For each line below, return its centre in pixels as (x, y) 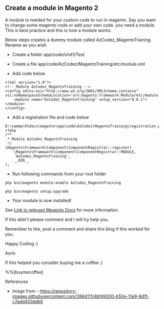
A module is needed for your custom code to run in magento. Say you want (81, 20)
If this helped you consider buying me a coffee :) (54, 262)
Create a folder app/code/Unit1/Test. (49, 54)
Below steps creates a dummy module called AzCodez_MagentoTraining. (79, 40)
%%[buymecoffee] (24, 272)
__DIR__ (21, 160)
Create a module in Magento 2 (52, 8)
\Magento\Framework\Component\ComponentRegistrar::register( (69, 147)
